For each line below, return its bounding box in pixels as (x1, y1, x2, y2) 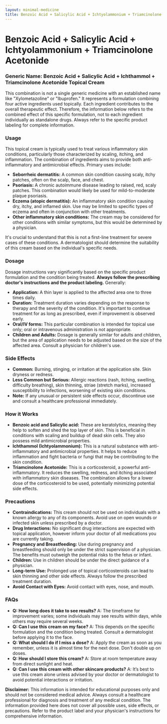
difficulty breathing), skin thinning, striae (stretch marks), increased (12, 382, 151, 388)
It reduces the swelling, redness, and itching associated (41, 469, 156, 475)
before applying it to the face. (12, 634, 74, 640)
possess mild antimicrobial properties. (12, 438, 91, 444)
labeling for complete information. (5, 122, 75, 128)
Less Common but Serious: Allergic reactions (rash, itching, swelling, (12, 376, 156, 382)
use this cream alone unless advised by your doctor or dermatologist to (12, 671, 160, 677)
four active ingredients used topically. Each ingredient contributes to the (5, 100, 154, 106)
